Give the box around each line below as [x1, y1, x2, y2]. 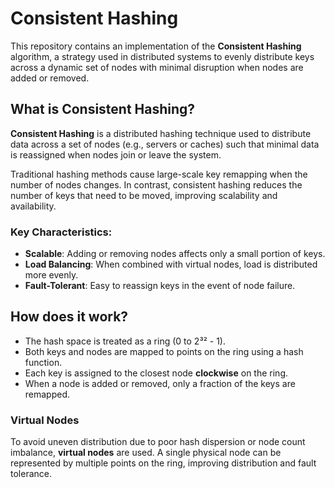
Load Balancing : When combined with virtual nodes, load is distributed [24, 258, 318, 271]
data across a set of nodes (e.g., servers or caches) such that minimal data [10, 138, 320, 150]
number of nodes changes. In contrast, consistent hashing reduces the [10, 178, 303, 191]
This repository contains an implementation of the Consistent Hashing [10, 40, 302, 52]
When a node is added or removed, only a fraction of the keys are [24, 377, 296, 389]
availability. [10, 200, 57, 212]
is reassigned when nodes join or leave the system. [10, 148, 222, 161]
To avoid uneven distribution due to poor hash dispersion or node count [10, 436, 306, 448]
